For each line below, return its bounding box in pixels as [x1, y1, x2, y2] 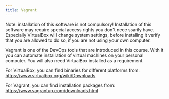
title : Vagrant [5, 7, 37, 13]
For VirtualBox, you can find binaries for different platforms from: [5, 67, 140, 73]
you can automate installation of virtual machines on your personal [5, 52, 144, 58]
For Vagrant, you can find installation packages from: [5, 82, 116, 88]
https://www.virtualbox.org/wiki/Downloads [5, 72, 96, 78]
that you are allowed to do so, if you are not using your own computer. [5, 37, 151, 43]
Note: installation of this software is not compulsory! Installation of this [5, 21, 152, 27]
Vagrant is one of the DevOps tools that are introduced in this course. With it [5, 47, 164, 53]
